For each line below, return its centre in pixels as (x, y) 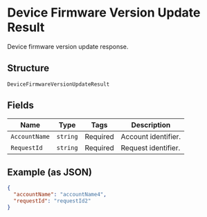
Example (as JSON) (49, 172)
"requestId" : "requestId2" (52, 201)
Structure (28, 68)
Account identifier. (151, 136)
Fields (21, 105)
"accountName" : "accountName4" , (60, 195)
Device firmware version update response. (68, 46)
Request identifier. (151, 148)
